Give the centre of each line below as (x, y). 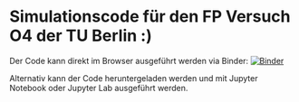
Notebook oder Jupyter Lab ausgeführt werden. (99, 88)
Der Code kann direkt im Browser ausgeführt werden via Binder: (129, 60)
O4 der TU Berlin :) (81, 36)
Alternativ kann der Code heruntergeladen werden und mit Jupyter (134, 78)
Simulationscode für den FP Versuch (150, 17)
